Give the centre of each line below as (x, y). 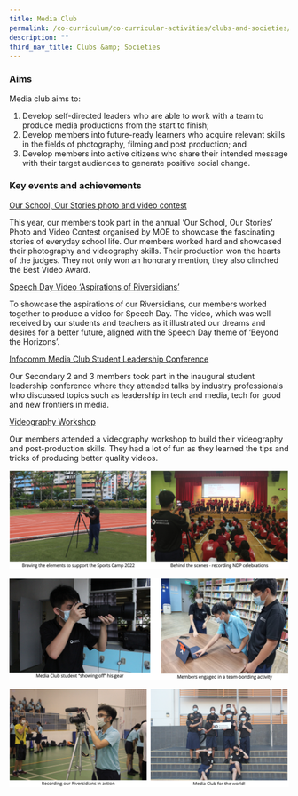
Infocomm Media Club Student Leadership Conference (109, 359)
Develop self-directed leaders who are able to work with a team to (143, 115)
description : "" (39, 37)
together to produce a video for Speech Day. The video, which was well (140, 313)
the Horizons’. (35, 341)
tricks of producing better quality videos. (84, 458)
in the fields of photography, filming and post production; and (134, 144)
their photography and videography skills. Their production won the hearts (145, 251)
